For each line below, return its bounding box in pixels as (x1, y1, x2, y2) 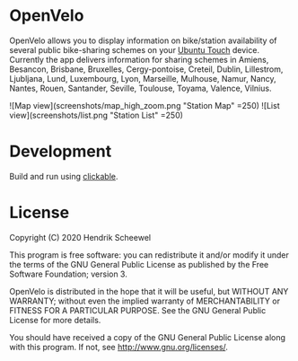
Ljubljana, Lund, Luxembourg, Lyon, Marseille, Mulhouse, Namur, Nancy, (9, 73, 276, 84)
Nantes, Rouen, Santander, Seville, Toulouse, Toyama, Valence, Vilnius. (9, 83, 272, 93)
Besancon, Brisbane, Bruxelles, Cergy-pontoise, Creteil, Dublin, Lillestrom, (9, 64, 284, 75)
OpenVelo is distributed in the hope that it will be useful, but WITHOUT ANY (9, 286, 289, 296)
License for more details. (9, 314, 101, 325)
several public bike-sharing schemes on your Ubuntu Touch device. (9, 44, 260, 55)
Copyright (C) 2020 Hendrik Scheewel (9, 232, 151, 242)
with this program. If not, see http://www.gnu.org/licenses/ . (9, 341, 229, 352)
